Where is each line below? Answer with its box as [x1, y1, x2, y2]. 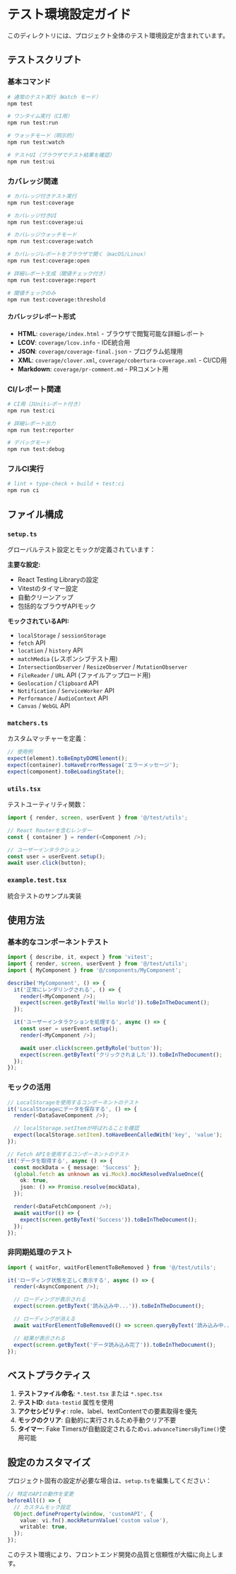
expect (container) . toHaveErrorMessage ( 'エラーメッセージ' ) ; [7, 762, 179, 769]
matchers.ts [7, 719, 49, 727]
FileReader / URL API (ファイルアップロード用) [17, 670, 151, 679]
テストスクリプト [7, 54, 82, 66]
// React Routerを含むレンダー [7, 827, 92, 834]
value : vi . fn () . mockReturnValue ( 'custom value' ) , [20, 1517, 170, 1524]
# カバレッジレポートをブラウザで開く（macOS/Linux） [7, 251, 148, 258]
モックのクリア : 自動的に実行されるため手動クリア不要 [17, 1416, 177, 1425]
